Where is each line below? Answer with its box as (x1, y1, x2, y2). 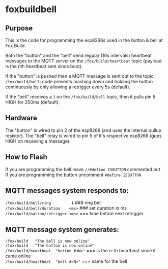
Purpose (5, 24, 33, 32)
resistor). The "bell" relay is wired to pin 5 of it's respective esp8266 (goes (5, 132, 162, 139)
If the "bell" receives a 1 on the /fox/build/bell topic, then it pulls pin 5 (5, 94, 156, 99)
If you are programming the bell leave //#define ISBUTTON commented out (5, 166, 160, 172)
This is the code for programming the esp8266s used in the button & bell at (5, 37, 163, 43)
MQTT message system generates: (5, 225, 120, 234)
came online (5, 253, 32, 259)
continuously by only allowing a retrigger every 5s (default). (5, 84, 131, 90)
